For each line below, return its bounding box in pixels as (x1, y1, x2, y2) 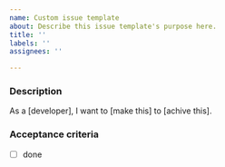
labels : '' (9, 38, 51, 48)
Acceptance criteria (9, 128, 100, 141)
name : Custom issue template (9, 13, 120, 23)
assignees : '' (9, 47, 64, 56)
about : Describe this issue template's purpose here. (9, 22, 218, 31)
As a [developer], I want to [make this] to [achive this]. (9, 105, 212, 116)
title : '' (9, 30, 47, 39)
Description (9, 85, 63, 98)
